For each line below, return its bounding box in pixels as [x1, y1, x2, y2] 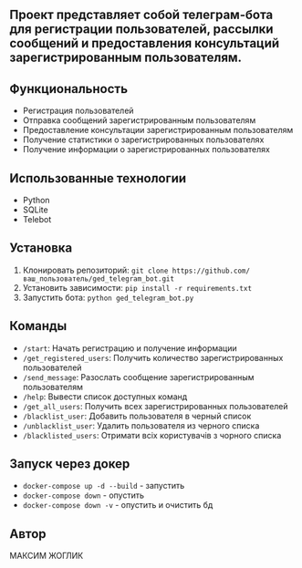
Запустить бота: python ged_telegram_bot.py [22, 292, 194, 303]
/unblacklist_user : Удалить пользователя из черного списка [22, 419, 260, 431]
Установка [9, 241, 73, 256]
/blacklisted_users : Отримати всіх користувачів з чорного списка [22, 429, 282, 440]
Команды [9, 318, 68, 334]
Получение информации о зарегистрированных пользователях [22, 144, 271, 155]
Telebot [22, 214, 52, 225]
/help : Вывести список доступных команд [22, 391, 188, 402]
